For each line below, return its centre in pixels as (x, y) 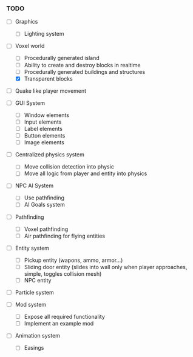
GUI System (30, 103)
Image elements (44, 142)
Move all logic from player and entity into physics (86, 173)
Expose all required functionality (64, 317)
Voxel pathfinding (46, 229)
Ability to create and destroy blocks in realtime (82, 65)
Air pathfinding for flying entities (64, 236)
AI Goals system (45, 205)
